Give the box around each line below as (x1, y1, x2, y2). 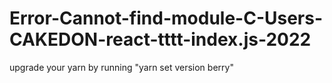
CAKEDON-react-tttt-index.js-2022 (9, 28, 312, 51)
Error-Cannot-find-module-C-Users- (9, 7, 324, 30)
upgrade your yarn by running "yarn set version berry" (9, 61, 234, 73)
